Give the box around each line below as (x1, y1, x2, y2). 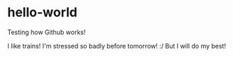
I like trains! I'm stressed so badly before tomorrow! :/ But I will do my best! (7, 41, 226, 50)
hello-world (7, 4, 78, 21)
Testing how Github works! (7, 28, 86, 36)
